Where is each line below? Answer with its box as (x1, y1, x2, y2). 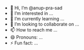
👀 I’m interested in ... (10, 10, 53, 16)
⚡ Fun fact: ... (10, 40, 38, 46)
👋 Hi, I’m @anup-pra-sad (10, 5, 63, 11)
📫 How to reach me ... (10, 27, 58, 33)
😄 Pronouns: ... (10, 34, 43, 40)
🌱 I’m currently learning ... (10, 16, 65, 21)
